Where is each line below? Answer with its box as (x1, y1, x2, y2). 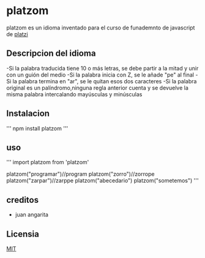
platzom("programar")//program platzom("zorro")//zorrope (6, 170, 155, 178)
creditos (6, 194, 39, 205)
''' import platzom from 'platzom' (6, 159, 89, 166)
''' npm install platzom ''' (6, 124, 69, 132)
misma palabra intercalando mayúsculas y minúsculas (6, 90, 143, 98)
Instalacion (6, 108, 50, 119)
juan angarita (15, 211, 49, 218)
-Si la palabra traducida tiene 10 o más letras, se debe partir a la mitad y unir (6, 64, 199, 72)
